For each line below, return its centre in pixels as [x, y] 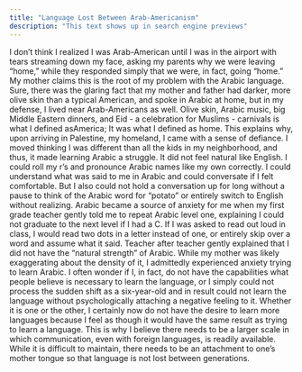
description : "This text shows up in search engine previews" [128, 26]
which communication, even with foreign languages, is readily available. [143, 339]
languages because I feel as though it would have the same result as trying [148, 320]
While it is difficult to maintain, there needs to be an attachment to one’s [142, 349]
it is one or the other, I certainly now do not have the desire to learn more [145, 310]
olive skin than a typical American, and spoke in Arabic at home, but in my [146, 99]
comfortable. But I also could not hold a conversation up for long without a [147, 186]
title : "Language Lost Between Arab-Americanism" [105, 18]
